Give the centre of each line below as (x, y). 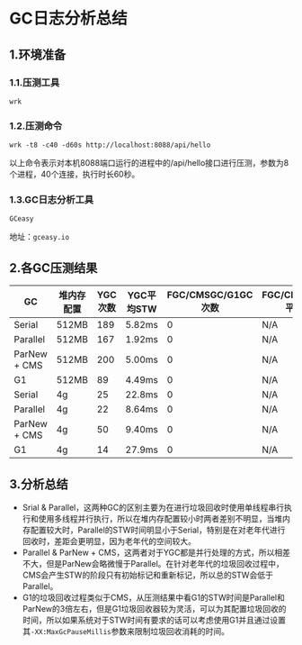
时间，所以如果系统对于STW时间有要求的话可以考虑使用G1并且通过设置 (154, 620)
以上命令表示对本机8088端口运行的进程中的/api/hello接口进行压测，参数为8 (149, 163)
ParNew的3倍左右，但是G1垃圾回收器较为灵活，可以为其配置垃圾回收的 (154, 609)
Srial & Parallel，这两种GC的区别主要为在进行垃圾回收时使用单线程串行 (153, 508)
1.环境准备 (38, 55)
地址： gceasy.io (40, 237)
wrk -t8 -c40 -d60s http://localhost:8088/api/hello (110, 145)
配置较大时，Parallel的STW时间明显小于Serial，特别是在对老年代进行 (158, 530)
